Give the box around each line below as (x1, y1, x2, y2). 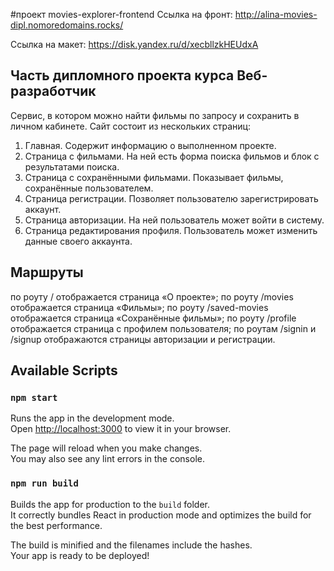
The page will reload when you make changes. (10, 442, 203, 454)
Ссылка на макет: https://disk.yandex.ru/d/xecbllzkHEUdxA (10, 39, 259, 50)
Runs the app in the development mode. (10, 412, 175, 424)
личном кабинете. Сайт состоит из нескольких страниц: (10, 120, 252, 132)
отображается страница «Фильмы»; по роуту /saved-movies (10, 301, 269, 313)
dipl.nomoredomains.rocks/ (10, 19, 124, 31)
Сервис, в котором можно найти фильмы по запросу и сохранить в (10, 109, 300, 121)
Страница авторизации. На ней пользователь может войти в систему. (24, 214, 325, 226)
